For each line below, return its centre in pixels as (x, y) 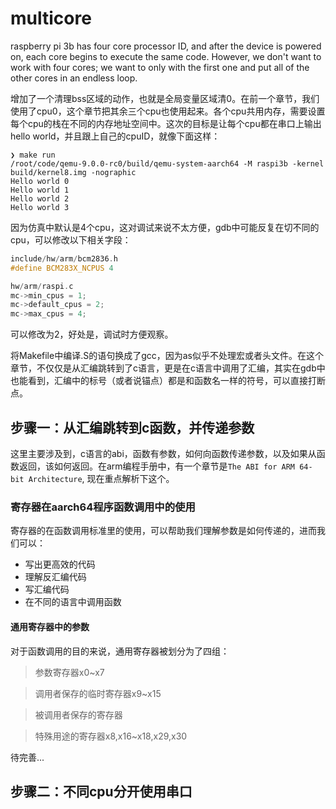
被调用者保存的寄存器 (78, 714)
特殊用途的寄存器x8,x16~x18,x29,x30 (111, 736)
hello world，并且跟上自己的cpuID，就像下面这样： (115, 136)
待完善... (27, 757)
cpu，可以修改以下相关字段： (71, 239)
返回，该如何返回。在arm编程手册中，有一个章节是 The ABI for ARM (157, 466)
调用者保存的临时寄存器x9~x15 (98, 693)
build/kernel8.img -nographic (73, 172)
